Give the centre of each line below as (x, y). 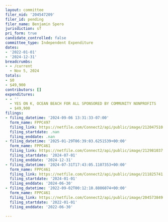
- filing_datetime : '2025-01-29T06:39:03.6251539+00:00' (66, 141)
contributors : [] (23, 90)
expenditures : (20, 94)
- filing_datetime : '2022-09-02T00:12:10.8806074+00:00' (66, 188)
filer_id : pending (24, 19)
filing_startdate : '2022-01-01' (44, 202)
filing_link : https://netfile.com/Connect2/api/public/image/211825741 (87, 174)
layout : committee (24, 10)
